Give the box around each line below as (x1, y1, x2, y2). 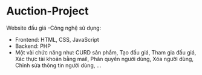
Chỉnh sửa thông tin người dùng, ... (15, 62, 102, 69)
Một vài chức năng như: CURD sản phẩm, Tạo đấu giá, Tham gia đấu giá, (15, 48, 197, 56)
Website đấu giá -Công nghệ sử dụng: (6, 24, 102, 31)
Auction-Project (6, 4, 89, 18)
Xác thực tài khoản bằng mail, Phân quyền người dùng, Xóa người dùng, (15, 55, 194, 62)
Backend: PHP (15, 42, 51, 50)
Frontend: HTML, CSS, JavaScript (15, 36, 100, 43)
